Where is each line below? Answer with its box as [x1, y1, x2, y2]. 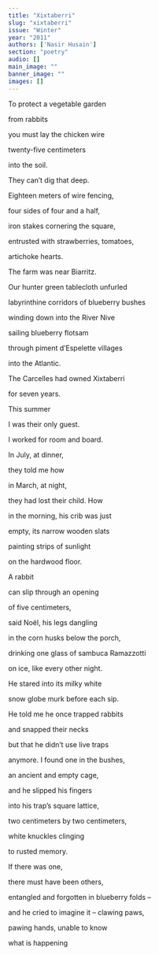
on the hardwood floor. [8, 557, 83, 566]
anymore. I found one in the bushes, [8, 755, 125, 764]
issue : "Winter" [8, 26, 61, 34]
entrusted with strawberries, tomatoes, [8, 236, 135, 246]
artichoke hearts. [8, 251, 64, 261]
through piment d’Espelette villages [8, 343, 124, 353]
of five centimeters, [8, 602, 72, 612]
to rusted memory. [8, 846, 68, 856]
